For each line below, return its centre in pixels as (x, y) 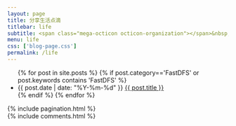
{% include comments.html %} (52, 115)
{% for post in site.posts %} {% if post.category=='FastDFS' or (108, 72)
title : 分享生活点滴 (34, 20)
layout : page (26, 14)
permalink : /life (33, 53)
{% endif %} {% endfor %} (56, 94)
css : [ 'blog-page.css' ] (42, 46)
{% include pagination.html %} (52, 108)
